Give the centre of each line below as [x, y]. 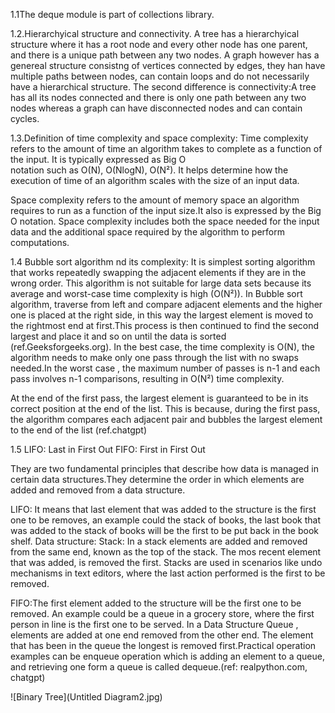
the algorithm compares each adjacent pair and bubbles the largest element [166, 419]
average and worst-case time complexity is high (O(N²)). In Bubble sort [156, 293]
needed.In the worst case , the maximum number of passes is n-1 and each [165, 368]
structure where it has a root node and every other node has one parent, [159, 44]
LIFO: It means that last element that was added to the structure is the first [163, 509]
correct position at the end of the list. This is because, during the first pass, [165, 408]
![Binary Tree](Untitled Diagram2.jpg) [86, 697]
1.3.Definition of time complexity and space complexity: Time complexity [159, 138]
